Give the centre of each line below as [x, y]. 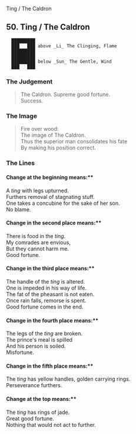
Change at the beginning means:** [50, 177]
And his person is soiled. [36, 346]
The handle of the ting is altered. [46, 281]
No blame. [19, 209]
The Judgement [29, 81]
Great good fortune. [30, 418]
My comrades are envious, [38, 242]
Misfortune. [20, 352]
